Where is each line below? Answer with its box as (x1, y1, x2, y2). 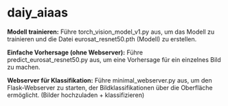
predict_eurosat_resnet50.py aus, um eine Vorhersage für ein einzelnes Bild (7, 55, 221, 63)
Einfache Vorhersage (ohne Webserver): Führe (7, 48, 143, 56)
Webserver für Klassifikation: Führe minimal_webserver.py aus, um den (7, 76, 212, 84)
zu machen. (7, 63, 41, 71)
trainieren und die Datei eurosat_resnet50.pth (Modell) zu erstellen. (7, 34, 197, 43)
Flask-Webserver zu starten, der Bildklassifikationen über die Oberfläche (7, 83, 213, 92)
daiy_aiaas (7, 5, 69, 21)
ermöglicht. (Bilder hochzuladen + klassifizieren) (7, 91, 145, 99)
